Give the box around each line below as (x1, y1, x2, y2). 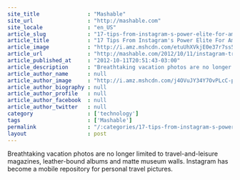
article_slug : (7, 30, 91, 38)
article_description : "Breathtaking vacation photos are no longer (7, 64, 232, 71)
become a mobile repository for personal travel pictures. (7, 165, 174, 174)
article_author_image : (7, 76, 91, 84)
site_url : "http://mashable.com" (7, 17, 161, 24)
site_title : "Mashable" (7, 10, 126, 18)
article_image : (7, 44, 91, 51)
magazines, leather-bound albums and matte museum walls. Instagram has (7, 157, 229, 166)
